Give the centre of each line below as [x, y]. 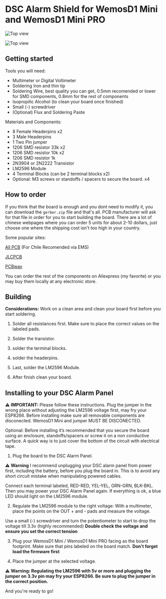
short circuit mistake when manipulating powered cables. [63, 476]
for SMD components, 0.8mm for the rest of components [70, 96]
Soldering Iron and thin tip [39, 86]
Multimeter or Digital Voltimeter [44, 80]
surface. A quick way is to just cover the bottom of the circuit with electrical [82, 441]
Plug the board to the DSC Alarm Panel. [53, 456]
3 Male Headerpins [32, 137]
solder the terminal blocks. [39, 348]
